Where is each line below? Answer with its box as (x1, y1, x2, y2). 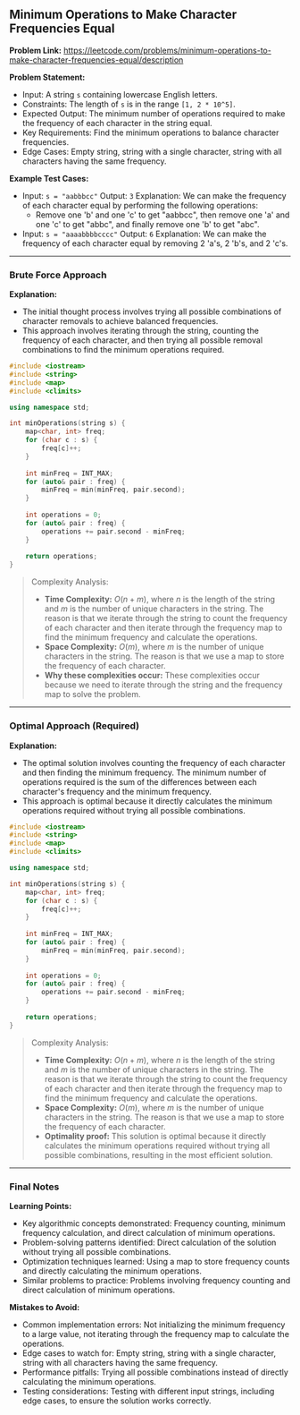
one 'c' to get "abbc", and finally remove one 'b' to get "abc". (35, 218, 260, 229)
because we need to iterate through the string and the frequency (44, 679, 283, 690)
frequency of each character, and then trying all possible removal (21, 335, 263, 345)
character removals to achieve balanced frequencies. (21, 316, 219, 327)
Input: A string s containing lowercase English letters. (21, 89, 219, 99)
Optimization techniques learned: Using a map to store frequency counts (21, 1256, 290, 1266)
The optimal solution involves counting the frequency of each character (21, 757, 286, 768)
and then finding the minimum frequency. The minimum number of (21, 767, 267, 778)
